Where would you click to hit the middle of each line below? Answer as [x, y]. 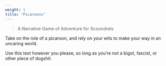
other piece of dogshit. [29, 58]
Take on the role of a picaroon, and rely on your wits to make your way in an [83, 38]
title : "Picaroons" [25, 14]
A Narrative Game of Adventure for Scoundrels [65, 28]
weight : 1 [15, 10]
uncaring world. [21, 43]
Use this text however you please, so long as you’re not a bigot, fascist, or [81, 53]
